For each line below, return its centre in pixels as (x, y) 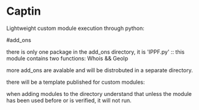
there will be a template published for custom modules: (76, 82)
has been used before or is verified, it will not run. (69, 100)
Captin (24, 11)
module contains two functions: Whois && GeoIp (67, 58)
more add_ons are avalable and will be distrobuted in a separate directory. (99, 70)
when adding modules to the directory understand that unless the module (99, 94)
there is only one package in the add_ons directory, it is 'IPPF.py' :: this (96, 52)
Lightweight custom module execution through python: (76, 28)
